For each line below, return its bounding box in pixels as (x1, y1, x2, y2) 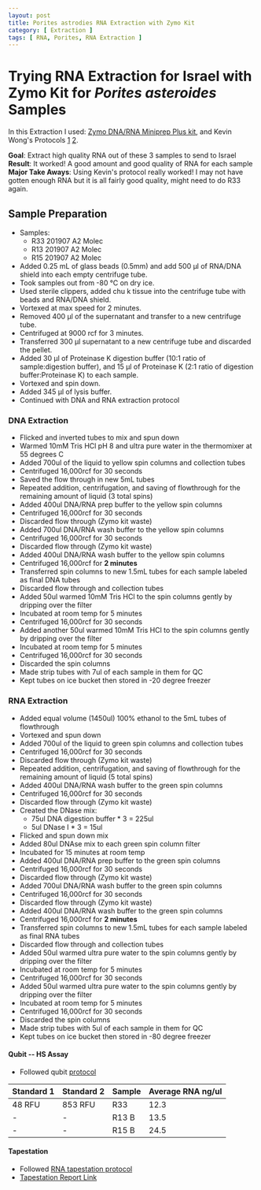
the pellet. (19, 345, 53, 355)
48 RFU (12, 1099, 41, 1110)
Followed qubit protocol (19, 1067, 97, 1077)
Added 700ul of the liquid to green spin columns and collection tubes (19, 738, 244, 748)
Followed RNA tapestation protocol (19, 1164, 133, 1173)
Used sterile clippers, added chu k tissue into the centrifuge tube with (19, 287, 246, 296)
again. (8, 184, 29, 194)
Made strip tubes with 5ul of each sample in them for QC (19, 1023, 204, 1032)
